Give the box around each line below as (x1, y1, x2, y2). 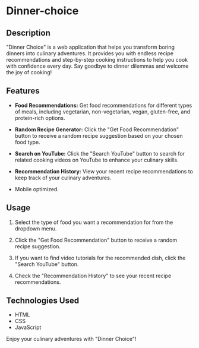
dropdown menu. (14, 224, 57, 232)
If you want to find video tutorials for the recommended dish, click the (14, 254, 186, 261)
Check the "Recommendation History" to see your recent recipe (14, 272, 172, 279)
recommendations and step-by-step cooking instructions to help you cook (6, 56, 188, 63)
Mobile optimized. (14, 185, 59, 192)
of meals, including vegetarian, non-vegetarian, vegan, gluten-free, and (14, 108, 191, 115)
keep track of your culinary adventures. (14, 174, 112, 181)
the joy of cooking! (6, 69, 52, 75)
